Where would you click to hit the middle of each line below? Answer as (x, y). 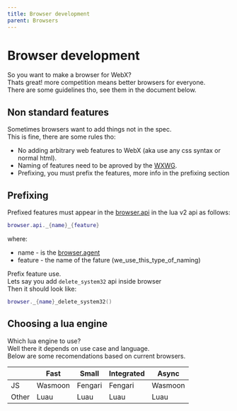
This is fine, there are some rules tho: (62, 137)
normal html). (37, 158)
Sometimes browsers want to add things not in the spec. (89, 129)
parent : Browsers (33, 21)
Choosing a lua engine (58, 324)
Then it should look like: (42, 289)
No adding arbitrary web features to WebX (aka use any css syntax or (119, 151)
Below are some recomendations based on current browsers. (97, 356)
